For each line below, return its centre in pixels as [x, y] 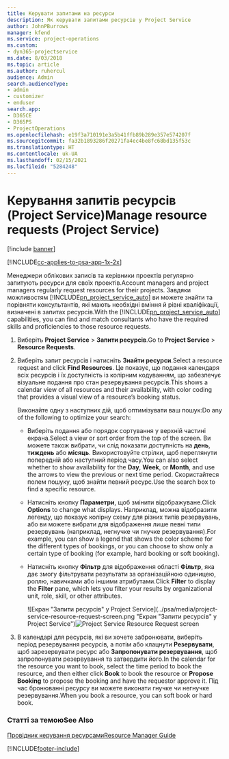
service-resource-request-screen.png [81, 616]
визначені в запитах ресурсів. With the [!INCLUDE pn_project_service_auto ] [114, 312]
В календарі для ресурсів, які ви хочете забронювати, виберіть [110, 637]
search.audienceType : [38, 84]
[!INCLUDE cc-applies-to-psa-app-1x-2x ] [65, 262]
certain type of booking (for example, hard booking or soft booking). [123, 553]
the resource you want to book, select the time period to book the [109, 666]
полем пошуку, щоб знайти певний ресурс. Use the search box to [121, 482]
